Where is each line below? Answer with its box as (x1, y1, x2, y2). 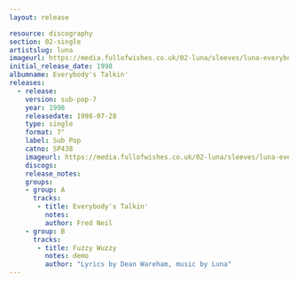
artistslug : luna (9, 45, 74, 54)
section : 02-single (9, 37, 82, 46)
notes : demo (44, 252, 90, 261)
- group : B (25, 227, 66, 236)
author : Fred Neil (44, 218, 114, 227)
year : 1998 (25, 103, 66, 112)
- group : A (25, 185, 66, 195)
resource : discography (9, 28, 93, 38)
